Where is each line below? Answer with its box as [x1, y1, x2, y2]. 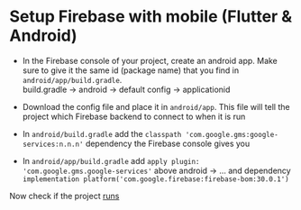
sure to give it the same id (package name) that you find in [22, 65, 240, 76]
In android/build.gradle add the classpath [22, 128, 182, 139]
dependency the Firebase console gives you [85, 138, 251, 149]
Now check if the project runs [9, 190, 120, 201]
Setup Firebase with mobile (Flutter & [9, 6, 293, 27]
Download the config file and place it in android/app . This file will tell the [22, 101, 290, 112]
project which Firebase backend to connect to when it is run [22, 111, 246, 122]
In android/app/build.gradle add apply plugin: [22, 155, 200, 166]
